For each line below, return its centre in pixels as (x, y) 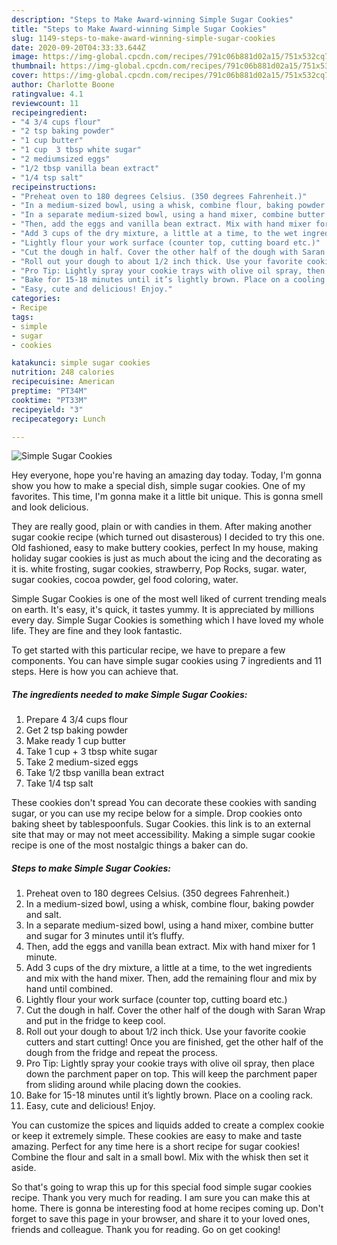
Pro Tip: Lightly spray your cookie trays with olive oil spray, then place (170, 1063)
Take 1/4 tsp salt (59, 783)
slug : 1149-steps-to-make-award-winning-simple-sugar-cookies (143, 38)
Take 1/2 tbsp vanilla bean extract (95, 773)
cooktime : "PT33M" (49, 400)
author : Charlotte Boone (63, 85)
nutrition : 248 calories (63, 372)
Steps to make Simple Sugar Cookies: (91, 868)
